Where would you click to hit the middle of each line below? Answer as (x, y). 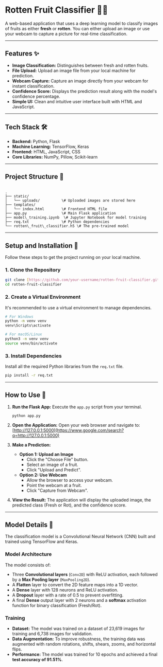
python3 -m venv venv (27, 339)
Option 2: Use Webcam (43, 475)
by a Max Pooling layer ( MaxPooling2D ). (51, 579)
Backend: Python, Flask (36, 141)
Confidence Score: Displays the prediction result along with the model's (84, 91)
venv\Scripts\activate (28, 325)
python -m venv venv (26, 321)
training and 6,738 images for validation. (52, 634)
